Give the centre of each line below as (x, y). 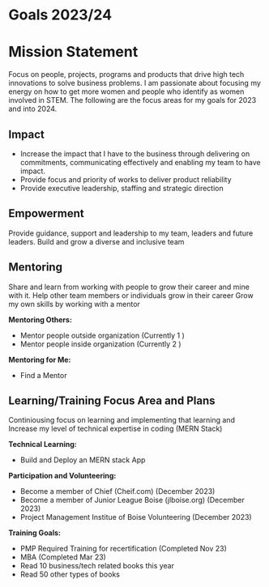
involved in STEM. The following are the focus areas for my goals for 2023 (132, 100)
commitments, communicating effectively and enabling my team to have (140, 162)
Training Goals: (35, 533)
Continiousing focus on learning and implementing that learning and (122, 420)
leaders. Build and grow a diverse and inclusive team (96, 241)
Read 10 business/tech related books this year (97, 566)
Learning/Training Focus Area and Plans (112, 400)
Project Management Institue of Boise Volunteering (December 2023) (136, 517)
